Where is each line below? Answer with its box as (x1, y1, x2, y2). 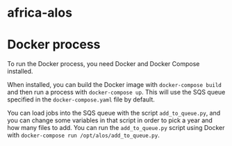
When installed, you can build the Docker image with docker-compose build (7, 81, 222, 89)
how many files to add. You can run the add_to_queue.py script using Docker (7, 124, 225, 132)
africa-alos (7, 5, 73, 21)
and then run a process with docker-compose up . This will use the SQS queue (7, 88, 226, 97)
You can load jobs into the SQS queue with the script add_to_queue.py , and (7, 109, 221, 117)
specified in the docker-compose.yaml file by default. (7, 95, 155, 104)
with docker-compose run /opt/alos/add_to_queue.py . (7, 131, 160, 140)
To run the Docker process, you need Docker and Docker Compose (7, 60, 200, 68)
